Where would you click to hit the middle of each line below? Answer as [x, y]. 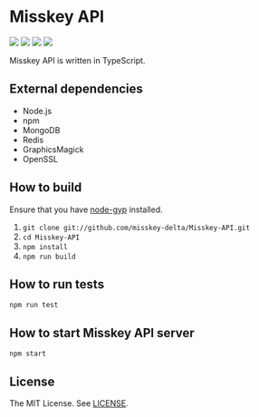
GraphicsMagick [53, 149]
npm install [45, 247]
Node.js [37, 111]
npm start [28, 354]
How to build [46, 188]
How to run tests [57, 284]
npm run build [49, 257]
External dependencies [76, 89]
